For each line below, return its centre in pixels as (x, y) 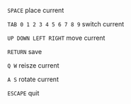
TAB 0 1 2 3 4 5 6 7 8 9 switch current (66, 24)
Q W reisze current (33, 66)
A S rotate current (33, 79)
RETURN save (25, 52)
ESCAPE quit (23, 93)
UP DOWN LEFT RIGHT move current (56, 38)
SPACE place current (36, 10)
